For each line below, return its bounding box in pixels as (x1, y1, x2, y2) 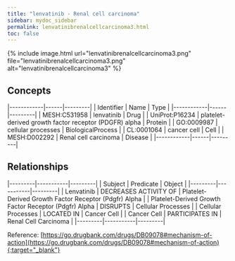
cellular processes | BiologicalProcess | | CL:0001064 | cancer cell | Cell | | (7, 126, 224, 134)
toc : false (7, 30, 39, 37)
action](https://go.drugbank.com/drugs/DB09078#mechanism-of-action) (7, 238, 220, 246)
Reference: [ (7, 230, 44, 239)
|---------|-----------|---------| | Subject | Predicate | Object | (7, 179, 187, 188)
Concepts (7, 84, 51, 96)
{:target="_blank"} (7, 246, 61, 254)
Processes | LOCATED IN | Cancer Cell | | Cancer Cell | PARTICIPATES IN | (7, 209, 222, 218)
